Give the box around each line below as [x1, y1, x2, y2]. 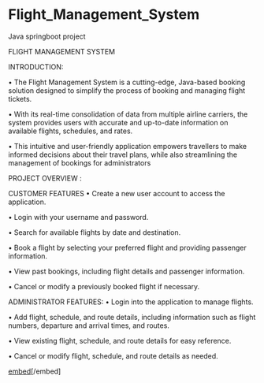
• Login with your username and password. [8, 212, 149, 221]
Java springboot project [8, 32, 86, 41]
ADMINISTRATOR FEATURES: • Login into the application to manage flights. [8, 297, 254, 307]
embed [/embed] [8, 366, 61, 376]
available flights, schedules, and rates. [8, 126, 133, 136]
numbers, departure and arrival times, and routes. [8, 321, 169, 330]
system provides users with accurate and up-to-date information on [8, 117, 229, 127]
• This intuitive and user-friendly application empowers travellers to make [8, 141, 247, 151]
